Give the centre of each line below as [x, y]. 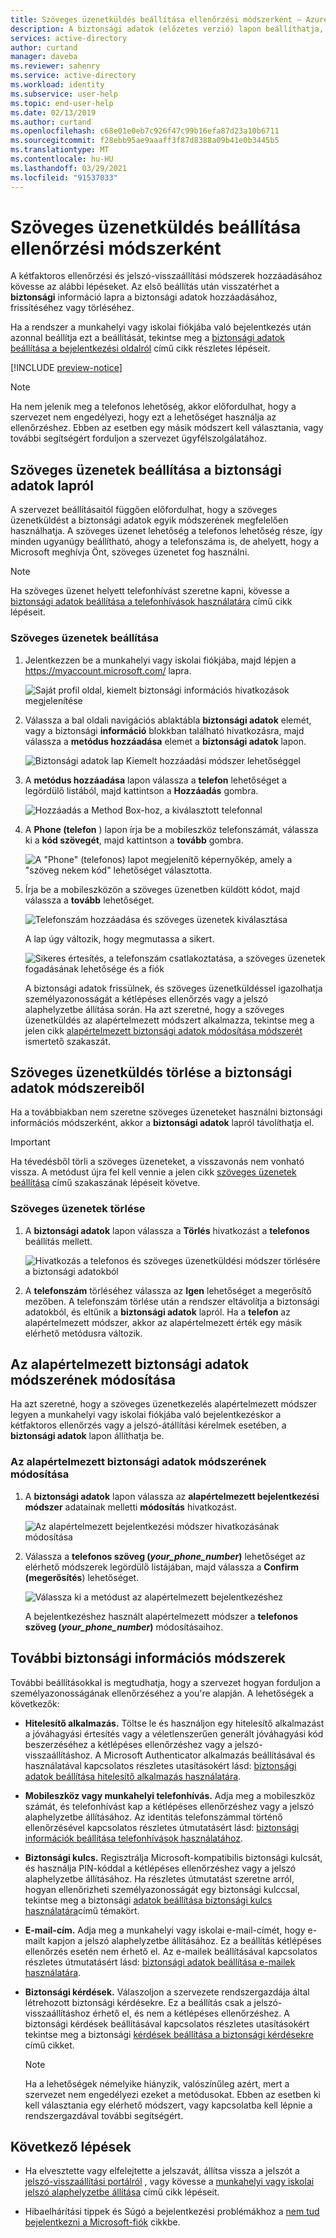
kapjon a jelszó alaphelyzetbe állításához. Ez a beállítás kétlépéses [184, 1940]
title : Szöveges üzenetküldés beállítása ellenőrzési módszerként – [156, 19]
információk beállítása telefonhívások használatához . [133, 1838]
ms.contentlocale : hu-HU [62, 159]
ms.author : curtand [51, 122]
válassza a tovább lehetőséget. [89, 900]
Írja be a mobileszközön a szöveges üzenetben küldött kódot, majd [162, 889]
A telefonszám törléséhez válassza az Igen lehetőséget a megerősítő [168, 1290]
